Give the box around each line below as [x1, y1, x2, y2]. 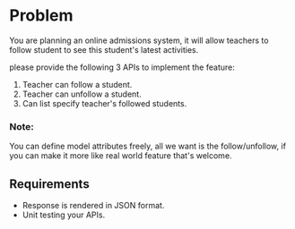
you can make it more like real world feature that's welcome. [9, 150, 232, 161]
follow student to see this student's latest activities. [9, 44, 199, 55]
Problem [9, 5, 74, 26]
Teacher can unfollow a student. [22, 89, 142, 99]
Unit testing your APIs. [22, 209, 106, 220]
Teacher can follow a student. [22, 79, 133, 89]
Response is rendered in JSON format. [22, 200, 165, 211]
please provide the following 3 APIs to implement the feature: [9, 62, 235, 72]
